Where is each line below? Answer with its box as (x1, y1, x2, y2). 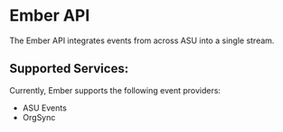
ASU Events (22, 102, 68, 113)
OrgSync (22, 111, 56, 122)
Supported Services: (9, 61, 129, 76)
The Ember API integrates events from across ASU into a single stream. (9, 35, 275, 46)
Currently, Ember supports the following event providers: (9, 84, 222, 95)
